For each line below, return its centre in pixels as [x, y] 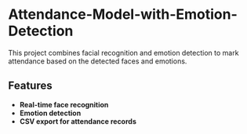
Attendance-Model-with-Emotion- [123, 14]
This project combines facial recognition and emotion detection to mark [123, 53]
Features [30, 86]
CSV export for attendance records [78, 121]
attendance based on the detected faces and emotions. [98, 61]
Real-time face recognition [64, 104]
